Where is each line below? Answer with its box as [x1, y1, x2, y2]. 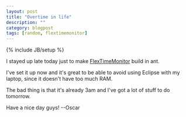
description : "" [6, 19, 46, 25]
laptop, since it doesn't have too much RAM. [6, 75, 113, 82]
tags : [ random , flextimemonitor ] [6, 30, 88, 36]
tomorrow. [6, 93, 31, 100]
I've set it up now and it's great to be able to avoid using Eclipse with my [6, 69, 180, 76]
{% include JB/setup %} [6, 46, 64, 53]
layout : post [6, 8, 38, 15]
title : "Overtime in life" [6, 14, 72, 20]
